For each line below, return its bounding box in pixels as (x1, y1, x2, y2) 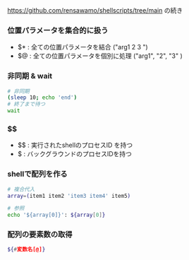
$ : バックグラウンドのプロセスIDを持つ (17, 150, 132, 158)
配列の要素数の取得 (7, 230, 73, 240)
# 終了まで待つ (7, 101, 46, 108)
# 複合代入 (7, 186, 35, 193)
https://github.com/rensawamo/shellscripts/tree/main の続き (7, 6, 183, 14)
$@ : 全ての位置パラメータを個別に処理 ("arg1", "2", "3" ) (17, 52, 183, 60)
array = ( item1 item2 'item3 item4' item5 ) (7, 192, 131, 199)
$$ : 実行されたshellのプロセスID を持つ (17, 141, 133, 150)
